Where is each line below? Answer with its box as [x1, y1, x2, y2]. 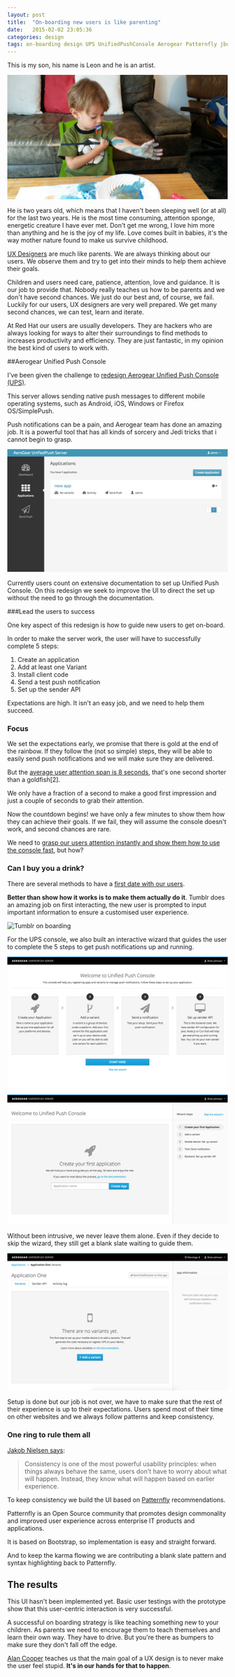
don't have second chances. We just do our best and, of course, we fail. [7, 293, 215, 301]
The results [7, 1579, 58, 1590]
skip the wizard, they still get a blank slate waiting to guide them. [7, 1239, 194, 1248]
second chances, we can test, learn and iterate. [7, 308, 145, 316]
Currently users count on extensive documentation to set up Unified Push [7, 579, 219, 588]
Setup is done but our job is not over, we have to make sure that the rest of [7, 1397, 222, 1406]
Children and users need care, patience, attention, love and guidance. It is [7, 277, 220, 287]
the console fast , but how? [7, 846, 84, 855]
